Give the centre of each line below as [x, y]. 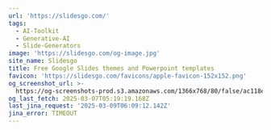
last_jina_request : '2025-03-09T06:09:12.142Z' [90, 106]
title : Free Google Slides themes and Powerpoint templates [112, 69]
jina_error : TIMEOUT [43, 114]
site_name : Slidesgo [43, 61]
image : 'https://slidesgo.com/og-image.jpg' [84, 53]
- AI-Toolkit [38, 31]
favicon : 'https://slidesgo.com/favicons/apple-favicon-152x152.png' [128, 76]
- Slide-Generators [48, 46]
